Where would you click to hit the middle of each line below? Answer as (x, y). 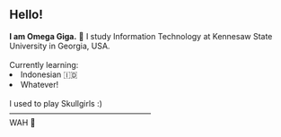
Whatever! (40, 84)
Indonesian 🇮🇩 (49, 74)
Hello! (26, 15)
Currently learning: (44, 64)
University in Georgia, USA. (60, 46)
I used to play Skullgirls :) (56, 103)
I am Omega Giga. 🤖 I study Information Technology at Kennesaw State (141, 36)
